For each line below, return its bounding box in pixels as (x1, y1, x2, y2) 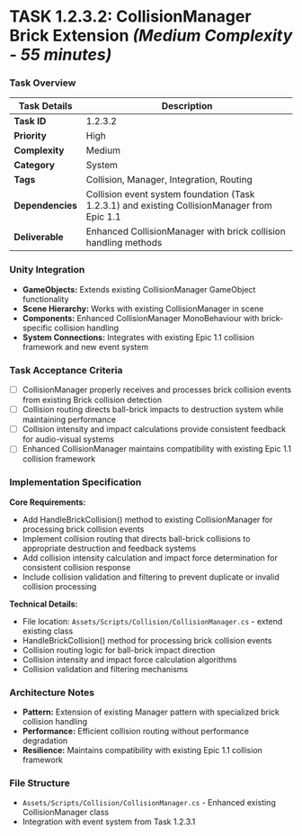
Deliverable (13, 231, 65, 244)
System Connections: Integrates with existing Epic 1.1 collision (22, 331, 254, 343)
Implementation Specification (9, 476, 142, 489)
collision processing (22, 580, 97, 591)
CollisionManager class (22, 807, 110, 818)
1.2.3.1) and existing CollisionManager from (85, 200, 272, 212)
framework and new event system (22, 341, 149, 352)
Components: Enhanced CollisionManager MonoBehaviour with (22, 312, 260, 323)
